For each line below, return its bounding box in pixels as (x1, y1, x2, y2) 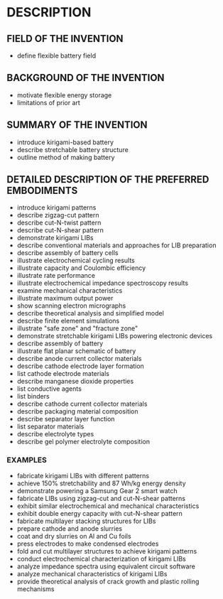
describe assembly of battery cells (16, 249, 119, 257)
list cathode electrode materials (16, 369, 109, 378)
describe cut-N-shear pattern (16, 226, 104, 234)
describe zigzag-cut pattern (16, 211, 100, 220)
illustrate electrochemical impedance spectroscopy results (16, 279, 189, 288)
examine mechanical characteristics (16, 286, 123, 295)
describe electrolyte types (16, 430, 94, 438)
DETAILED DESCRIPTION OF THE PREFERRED (6, 173, 210, 185)
